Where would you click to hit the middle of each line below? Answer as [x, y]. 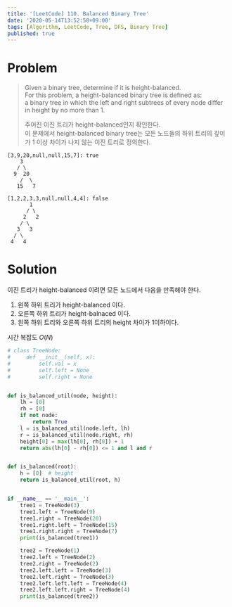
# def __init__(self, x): [52, 357]
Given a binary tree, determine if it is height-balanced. [103, 88]
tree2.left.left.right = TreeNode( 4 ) [75, 590]
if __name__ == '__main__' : [49, 499]
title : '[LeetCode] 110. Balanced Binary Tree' [78, 14]
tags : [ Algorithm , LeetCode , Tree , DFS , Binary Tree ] [88, 27]
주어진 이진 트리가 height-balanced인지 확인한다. [92, 124]
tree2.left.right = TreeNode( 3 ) [67, 577]
